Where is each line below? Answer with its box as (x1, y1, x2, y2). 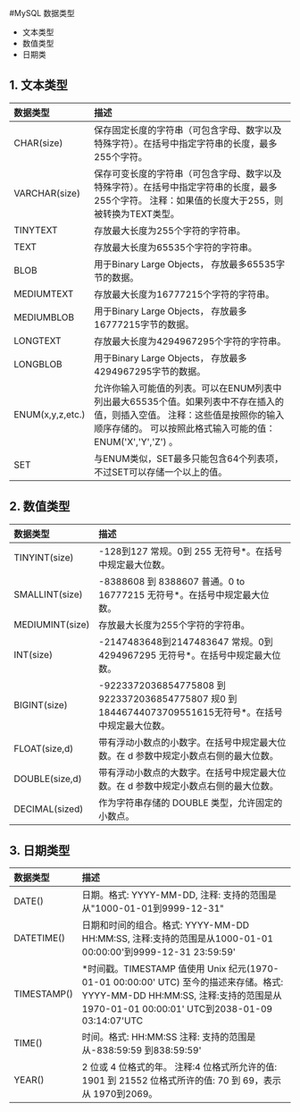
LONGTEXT (13, 334, 62, 347)
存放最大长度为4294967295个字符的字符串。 (93, 334, 287, 347)
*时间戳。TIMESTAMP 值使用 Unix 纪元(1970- (81, 963, 279, 975)
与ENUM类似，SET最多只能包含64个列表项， (93, 452, 284, 465)
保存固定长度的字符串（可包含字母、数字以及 (93, 123, 282, 136)
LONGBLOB (13, 358, 62, 370)
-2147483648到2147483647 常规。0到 (97, 636, 274, 648)
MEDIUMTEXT (13, 287, 74, 299)
